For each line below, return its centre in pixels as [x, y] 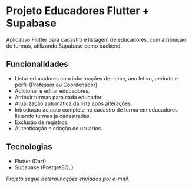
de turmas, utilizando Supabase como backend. [64, 46]
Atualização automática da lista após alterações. [73, 103]
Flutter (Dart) [30, 161]
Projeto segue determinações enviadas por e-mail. [68, 179]
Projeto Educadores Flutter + [78, 11]
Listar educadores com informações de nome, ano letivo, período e [96, 78]
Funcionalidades [37, 64]
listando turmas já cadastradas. [53, 116]
